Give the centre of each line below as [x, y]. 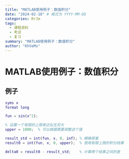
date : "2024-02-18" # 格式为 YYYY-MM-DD [46, 14]
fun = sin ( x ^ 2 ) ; [21, 116]
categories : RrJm [23, 19]
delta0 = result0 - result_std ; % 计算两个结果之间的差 [63, 152]
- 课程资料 [19, 28]
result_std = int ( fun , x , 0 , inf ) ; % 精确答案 [52, 138]
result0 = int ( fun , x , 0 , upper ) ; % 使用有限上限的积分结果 [64, 143]
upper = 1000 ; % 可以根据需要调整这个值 [44, 130]
